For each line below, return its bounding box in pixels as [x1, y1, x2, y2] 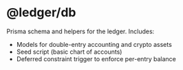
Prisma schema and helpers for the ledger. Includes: [6, 27, 155, 35]
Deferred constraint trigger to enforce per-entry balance [16, 54, 177, 63]
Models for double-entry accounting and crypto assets [16, 40, 173, 48]
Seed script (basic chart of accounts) [16, 48, 122, 56]
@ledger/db [6, 5, 76, 20]
